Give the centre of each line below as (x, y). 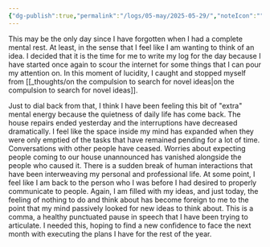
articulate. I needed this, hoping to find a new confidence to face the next (130, 225)
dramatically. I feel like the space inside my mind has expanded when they (131, 131)
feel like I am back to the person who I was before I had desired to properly (133, 183)
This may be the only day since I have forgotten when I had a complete (126, 39)
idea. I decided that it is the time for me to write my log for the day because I (135, 56)
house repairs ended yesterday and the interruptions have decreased (123, 122)
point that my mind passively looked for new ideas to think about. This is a (131, 208)
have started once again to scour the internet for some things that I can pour (135, 64)
